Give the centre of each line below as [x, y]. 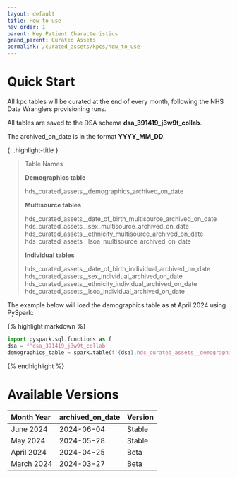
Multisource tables [53, 205]
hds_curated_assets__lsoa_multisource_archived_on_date [108, 241]
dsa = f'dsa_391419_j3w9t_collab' [58, 346]
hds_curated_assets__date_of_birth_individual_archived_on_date [117, 268]
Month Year [31, 417]
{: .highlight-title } [33, 150]
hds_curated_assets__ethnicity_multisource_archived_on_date [114, 234]
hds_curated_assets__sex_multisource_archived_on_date [107, 226]
